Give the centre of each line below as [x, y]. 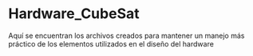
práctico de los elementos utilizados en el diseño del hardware [111, 43]
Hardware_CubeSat [74, 14]
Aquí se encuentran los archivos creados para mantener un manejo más [126, 35]
